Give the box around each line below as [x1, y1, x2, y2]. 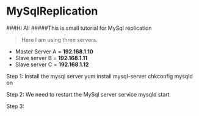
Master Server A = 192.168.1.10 [15, 47, 93, 55]
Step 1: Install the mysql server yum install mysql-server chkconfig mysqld [6, 72, 194, 80]
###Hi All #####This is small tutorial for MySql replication [6, 24, 152, 32]
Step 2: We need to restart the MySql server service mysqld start [6, 90, 170, 98]
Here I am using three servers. [21, 36, 98, 43]
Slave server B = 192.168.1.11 [15, 54, 88, 61]
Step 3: [6, 102, 24, 110]
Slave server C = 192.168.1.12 [15, 61, 89, 68]
